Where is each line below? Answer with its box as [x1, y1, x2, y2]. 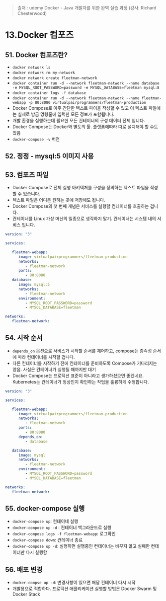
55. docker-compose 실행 [5, 504, 85, 513]
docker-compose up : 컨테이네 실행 [12, 519, 79, 525]
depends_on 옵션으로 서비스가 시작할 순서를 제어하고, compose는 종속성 [12, 348, 152, 354]
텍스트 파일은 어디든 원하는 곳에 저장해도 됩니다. [12, 197, 105, 203]
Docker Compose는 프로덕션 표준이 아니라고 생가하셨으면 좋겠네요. [12, 373, 144, 378]
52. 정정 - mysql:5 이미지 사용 [5, 152, 94, 160]
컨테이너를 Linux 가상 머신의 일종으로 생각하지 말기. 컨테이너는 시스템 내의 [12, 216, 157, 222]
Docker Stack [12, 591, 41, 598]
